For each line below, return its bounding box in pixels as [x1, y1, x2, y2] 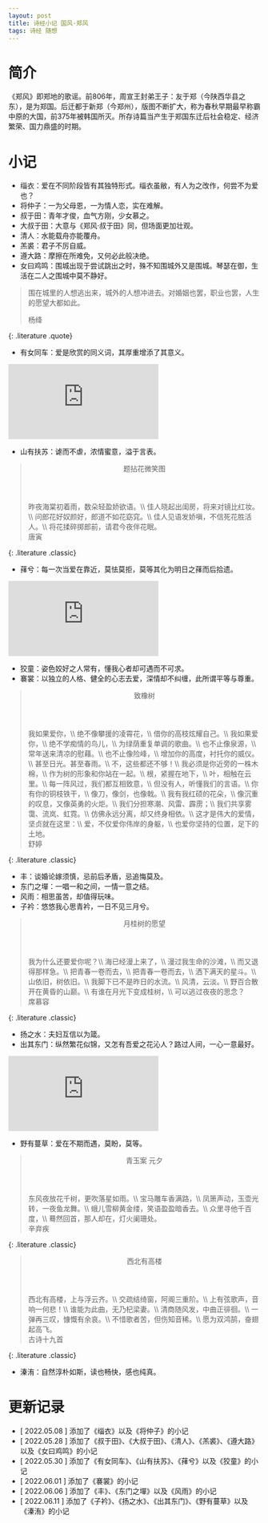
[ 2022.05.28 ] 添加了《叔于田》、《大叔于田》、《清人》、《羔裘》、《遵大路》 [19, 1436, 258, 1446]
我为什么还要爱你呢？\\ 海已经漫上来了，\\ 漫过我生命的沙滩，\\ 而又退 [27, 957, 258, 967]
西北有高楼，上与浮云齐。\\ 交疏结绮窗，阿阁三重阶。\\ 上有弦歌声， [27, 1295, 252, 1304]
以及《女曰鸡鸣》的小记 [19, 1446, 98, 1456]
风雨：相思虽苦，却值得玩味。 [19, 891, 118, 902]
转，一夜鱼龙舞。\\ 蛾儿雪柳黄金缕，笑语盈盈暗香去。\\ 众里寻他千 [27, 1204, 246, 1214]
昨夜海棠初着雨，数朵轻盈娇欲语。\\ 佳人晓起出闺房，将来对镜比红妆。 [27, 502, 260, 511]
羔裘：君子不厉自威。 [19, 241, 90, 251]
